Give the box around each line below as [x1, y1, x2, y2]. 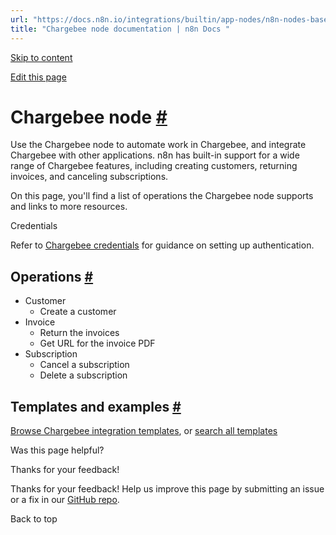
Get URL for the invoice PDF [39, 337, 156, 350]
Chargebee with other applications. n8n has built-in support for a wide [10, 149, 300, 161]
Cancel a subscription [39, 359, 130, 371]
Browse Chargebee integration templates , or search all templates [10, 425, 278, 437]
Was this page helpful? [10, 444, 105, 456]
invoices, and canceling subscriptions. [10, 171, 169, 183]
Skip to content [10, 51, 73, 63]
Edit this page [10, 71, 67, 83]
